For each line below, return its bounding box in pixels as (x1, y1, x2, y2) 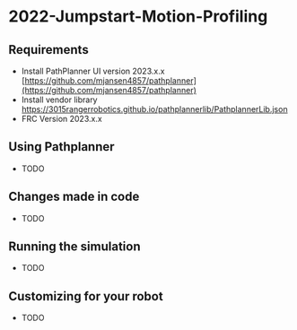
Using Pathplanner (8, 139, 115, 154)
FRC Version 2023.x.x (21, 114, 102, 124)
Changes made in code (8, 189, 140, 204)
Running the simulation (8, 239, 141, 255)
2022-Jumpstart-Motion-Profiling (8, 6, 268, 27)
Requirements (8, 42, 89, 57)
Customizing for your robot (8, 289, 163, 304)
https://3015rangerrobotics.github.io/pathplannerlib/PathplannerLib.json (21, 104, 288, 114)
